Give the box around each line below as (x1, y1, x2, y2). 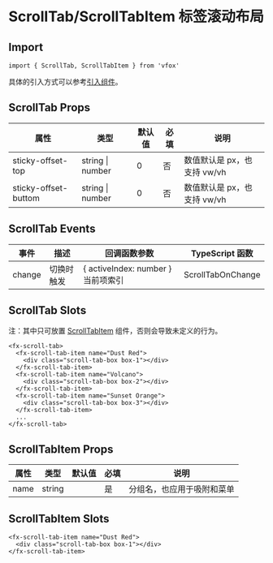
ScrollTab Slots (8, 303, 87, 317)
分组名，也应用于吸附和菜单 (128, 483, 235, 495)
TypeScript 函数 (190, 247, 253, 259)
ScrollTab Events (8, 222, 96, 236)
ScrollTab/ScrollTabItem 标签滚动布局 (8, 7, 264, 26)
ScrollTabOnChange (184, 269, 261, 280)
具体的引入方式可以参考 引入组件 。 (8, 77, 123, 86)
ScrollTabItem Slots (8, 512, 110, 526)
